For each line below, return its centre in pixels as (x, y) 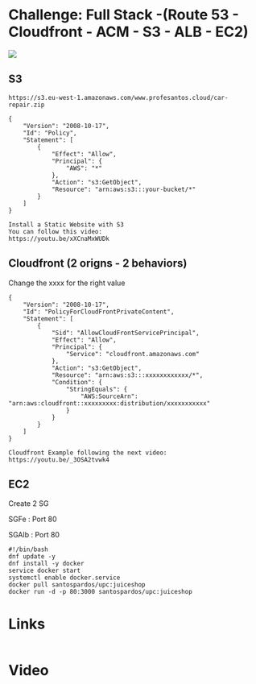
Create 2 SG (29, 504)
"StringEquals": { (97, 389)
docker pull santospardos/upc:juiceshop (77, 585)
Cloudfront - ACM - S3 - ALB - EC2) (128, 32)
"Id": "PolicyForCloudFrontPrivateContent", (99, 312)
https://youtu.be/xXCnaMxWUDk (59, 238)
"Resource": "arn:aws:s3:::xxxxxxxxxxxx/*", (127, 375)
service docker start (45, 571)
